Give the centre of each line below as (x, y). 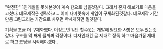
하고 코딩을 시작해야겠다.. (34, 42)
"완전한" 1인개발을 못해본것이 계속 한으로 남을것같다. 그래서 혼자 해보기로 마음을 (81, 7)
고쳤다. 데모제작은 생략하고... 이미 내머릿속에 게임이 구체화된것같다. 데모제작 (77, 13)
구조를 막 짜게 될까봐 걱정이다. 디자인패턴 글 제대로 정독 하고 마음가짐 (81, 36)
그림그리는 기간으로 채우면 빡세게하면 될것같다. (58, 19)
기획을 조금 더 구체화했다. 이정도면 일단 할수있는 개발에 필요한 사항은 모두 (74, 30)
